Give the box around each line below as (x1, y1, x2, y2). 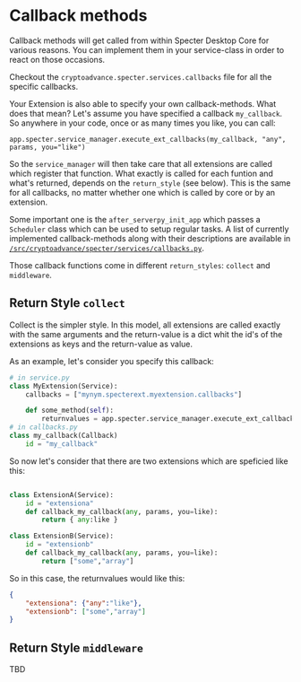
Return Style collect (9, 295, 125, 310)
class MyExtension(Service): (9, 381, 118, 390)
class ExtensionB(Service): (9, 531, 115, 541)
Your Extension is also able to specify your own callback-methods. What (9, 98, 277, 109)
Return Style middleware (9, 640, 143, 655)
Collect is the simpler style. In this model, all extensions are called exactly (9, 319, 280, 330)
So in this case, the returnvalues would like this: (9, 573, 185, 583)
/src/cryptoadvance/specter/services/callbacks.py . (9, 242, 204, 253)
